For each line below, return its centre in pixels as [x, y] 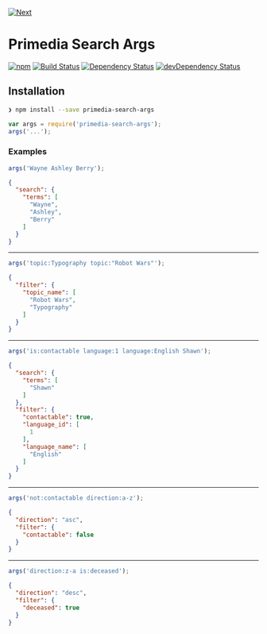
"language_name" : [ [55, 447]
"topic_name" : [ [50, 293]
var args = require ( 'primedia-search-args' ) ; [85, 124]
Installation [37, 91]
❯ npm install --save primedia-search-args [81, 110]
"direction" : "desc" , [51, 593]
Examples [28, 152]
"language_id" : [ [51, 425]
